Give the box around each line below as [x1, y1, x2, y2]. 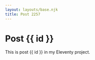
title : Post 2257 [5, 12, 41, 17]
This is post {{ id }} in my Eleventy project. [5, 49, 91, 55]
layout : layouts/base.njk [5, 7, 58, 12]
